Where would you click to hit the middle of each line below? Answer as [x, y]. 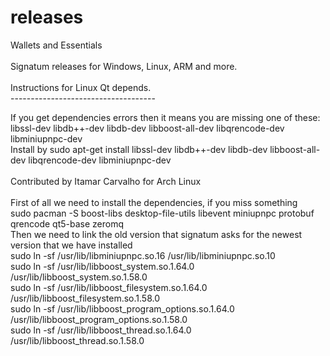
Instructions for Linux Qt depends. [81, 87]
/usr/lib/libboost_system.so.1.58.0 [79, 277]
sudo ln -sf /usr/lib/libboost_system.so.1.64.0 [102, 266]
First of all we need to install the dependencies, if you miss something [154, 202]
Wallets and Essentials [56, 45]
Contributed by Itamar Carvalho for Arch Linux [106, 181]
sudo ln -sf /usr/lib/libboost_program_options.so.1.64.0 [122, 308]
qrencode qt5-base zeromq [67, 223]
